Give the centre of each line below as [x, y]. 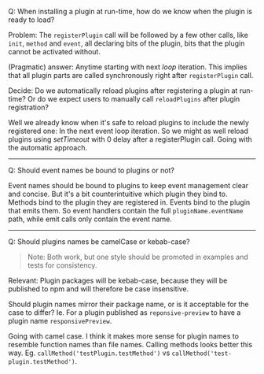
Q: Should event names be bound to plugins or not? [92, 170]
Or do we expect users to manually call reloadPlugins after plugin [134, 99]
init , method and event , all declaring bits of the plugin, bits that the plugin [126, 43]
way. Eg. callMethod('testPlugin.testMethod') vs [89, 353]
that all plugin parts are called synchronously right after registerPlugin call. [131, 75]
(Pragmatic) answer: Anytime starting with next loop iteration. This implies [128, 67]
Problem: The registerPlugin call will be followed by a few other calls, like [128, 35]
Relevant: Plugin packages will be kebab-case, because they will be [118, 280]
